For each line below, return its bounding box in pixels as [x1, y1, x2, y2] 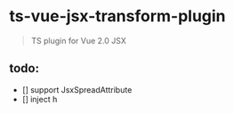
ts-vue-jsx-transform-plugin [9, 6, 226, 26]
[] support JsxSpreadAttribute [21, 84, 133, 94]
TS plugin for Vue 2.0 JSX [30, 35, 126, 46]
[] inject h [21, 94, 58, 104]
